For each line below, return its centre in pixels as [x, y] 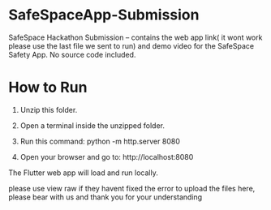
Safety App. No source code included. [72, 54]
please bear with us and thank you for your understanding [105, 197]
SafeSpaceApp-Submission [104, 15]
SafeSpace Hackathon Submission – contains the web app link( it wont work [135, 37]
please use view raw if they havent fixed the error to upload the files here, [132, 188]
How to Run [48, 88]
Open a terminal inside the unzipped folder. [92, 125]
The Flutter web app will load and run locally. [83, 173]
